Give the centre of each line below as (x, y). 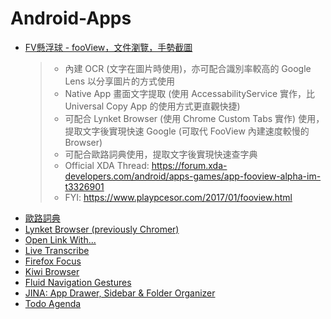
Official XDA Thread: (107, 165)
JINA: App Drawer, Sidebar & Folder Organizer (120, 293)
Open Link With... (60, 239)
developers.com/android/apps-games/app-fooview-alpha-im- (193, 176)
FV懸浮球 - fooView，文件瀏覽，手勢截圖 (108, 47)
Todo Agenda (53, 303)
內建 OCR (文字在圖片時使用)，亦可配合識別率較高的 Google (188, 68)
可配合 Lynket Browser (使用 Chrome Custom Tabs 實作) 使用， (194, 118)
